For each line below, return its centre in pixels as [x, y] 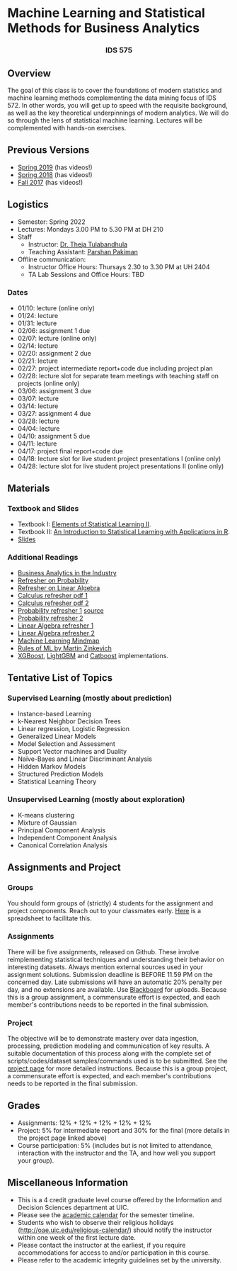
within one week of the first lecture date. [76, 1237]
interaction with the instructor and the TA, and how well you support [116, 1153]
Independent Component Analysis [67, 837]
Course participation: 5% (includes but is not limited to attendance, [115, 1145]
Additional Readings [43, 558]
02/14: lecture [38, 346]
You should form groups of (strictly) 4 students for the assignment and [110, 903]
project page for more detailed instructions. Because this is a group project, [117, 1068]
